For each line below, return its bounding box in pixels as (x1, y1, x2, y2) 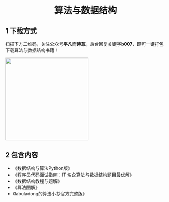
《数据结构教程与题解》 (12, 178, 62, 184)
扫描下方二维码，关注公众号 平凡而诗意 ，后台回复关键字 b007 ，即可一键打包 (5, 41, 164, 47)
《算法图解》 (12, 184, 40, 190)
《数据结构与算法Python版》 (12, 165, 73, 171)
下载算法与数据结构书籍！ (5, 47, 59, 53)
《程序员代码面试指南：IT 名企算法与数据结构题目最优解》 (12, 171, 134, 178)
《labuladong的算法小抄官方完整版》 (12, 190, 88, 196)
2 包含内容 (5, 151, 38, 159)
